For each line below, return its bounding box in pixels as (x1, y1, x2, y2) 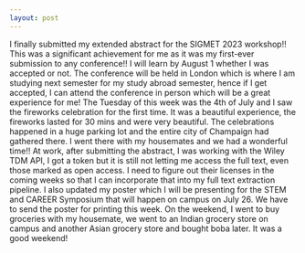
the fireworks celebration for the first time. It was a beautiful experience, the (9, 106, 297, 117)
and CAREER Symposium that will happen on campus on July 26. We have (9, 194, 289, 205)
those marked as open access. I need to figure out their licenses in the (9, 164, 275, 175)
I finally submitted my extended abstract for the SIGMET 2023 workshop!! (9, 38, 287, 49)
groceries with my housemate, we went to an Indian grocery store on (9, 213, 269, 224)
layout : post (9, 13, 59, 23)
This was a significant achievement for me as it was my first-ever (9, 47, 255, 59)
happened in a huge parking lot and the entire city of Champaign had (9, 125, 269, 137)
